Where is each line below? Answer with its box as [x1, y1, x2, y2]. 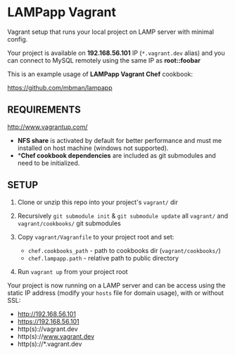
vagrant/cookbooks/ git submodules [17, 219, 121, 228]
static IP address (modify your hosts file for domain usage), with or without [7, 288, 224, 297]
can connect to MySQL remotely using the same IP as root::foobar [7, 56, 201, 64]
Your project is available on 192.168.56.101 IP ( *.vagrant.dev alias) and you [7, 49, 225, 57]
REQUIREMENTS [7, 104, 81, 116]
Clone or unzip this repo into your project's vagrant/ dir [17, 198, 178, 206]
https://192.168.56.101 [17, 317, 80, 325]
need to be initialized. [17, 158, 80, 167]
